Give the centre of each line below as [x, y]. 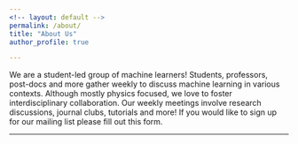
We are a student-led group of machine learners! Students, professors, [139, 75]
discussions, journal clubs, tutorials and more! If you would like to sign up [143, 112]
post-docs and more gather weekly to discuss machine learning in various [145, 84]
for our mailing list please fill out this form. [86, 122]
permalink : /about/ [45, 26]
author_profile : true [49, 42]
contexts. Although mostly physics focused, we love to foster [121, 94]
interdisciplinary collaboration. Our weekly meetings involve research [135, 103]
